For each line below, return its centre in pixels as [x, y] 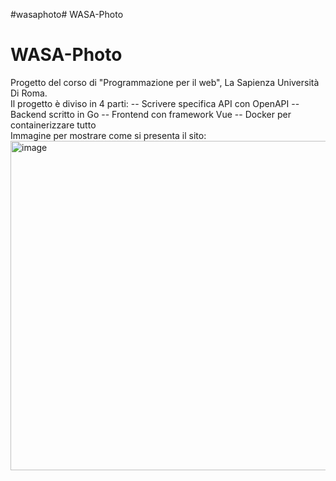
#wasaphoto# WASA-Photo [67, 14]
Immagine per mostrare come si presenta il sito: [108, 135]
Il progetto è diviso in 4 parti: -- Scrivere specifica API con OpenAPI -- [155, 103]
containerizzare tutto [53, 125]
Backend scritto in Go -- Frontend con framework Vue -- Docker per [151, 114]
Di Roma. [29, 93]
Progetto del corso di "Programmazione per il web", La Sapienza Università [165, 82]
